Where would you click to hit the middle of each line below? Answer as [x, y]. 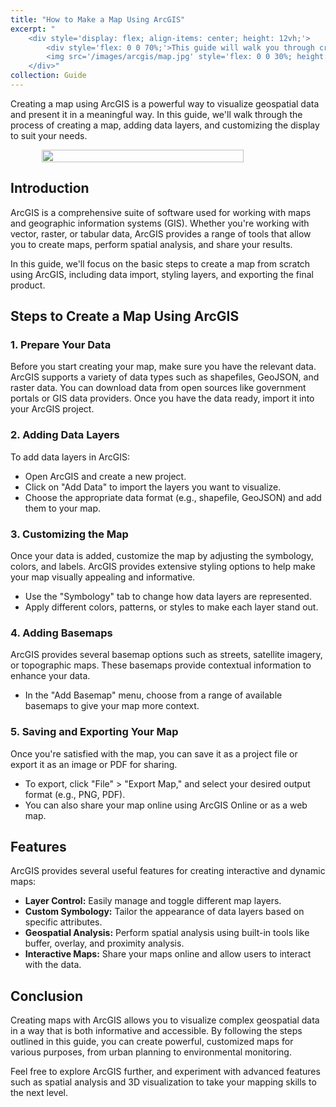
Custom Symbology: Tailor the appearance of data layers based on [164, 912]
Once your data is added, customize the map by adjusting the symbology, [162, 555]
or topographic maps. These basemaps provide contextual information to [161, 665]
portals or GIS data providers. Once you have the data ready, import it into [162, 398]
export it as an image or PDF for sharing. [94, 764]
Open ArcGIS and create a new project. [105, 476]
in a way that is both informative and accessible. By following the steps [156, 1031]
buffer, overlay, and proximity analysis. [104, 943]
